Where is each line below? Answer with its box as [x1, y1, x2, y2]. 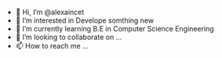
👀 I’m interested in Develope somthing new [15, 16, 155, 25]
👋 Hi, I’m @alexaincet [15, 8, 85, 16]
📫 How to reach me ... [15, 42, 89, 50]
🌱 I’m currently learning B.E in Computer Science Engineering [15, 24, 214, 33]
